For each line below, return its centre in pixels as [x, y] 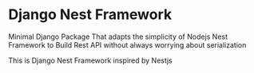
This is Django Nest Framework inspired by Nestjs [91, 60]
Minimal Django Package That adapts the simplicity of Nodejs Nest [118, 36]
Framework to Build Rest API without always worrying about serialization [127, 44]
